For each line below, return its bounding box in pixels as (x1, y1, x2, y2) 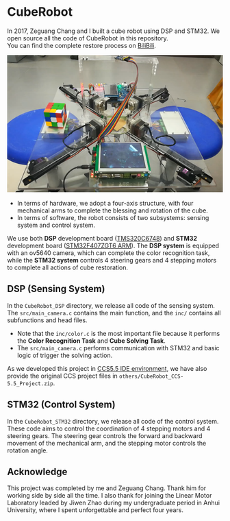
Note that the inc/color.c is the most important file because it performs (16, 329, 220, 337)
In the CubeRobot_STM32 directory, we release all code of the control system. (7, 417, 219, 425)
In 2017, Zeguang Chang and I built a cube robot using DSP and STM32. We (7, 27, 220, 35)
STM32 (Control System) (7, 399, 116, 411)
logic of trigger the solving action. (16, 351, 113, 359)
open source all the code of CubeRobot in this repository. (7, 34, 169, 42)
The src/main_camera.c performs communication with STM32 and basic (16, 343, 220, 352)
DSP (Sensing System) (7, 283, 105, 295)
